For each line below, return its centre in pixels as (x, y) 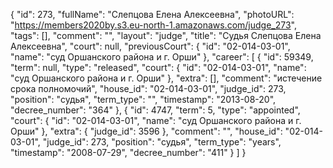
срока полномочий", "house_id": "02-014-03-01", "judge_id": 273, (148, 88)
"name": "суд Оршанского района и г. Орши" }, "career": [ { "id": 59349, (162, 57)
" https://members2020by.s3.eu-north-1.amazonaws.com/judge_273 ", (154, 25)
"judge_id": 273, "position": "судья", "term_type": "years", (162, 142)
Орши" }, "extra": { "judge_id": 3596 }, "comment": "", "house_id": (146, 131)
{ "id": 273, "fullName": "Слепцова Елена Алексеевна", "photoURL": (152, 14)
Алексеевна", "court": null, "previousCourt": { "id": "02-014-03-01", (150, 46)
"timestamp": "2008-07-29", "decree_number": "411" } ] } (128, 152)
